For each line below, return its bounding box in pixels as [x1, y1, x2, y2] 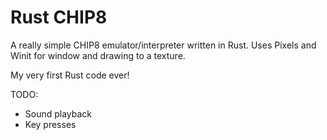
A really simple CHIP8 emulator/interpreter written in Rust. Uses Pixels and [10, 39, 317, 51]
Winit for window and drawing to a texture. [10, 49, 186, 61]
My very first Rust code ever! [10, 69, 130, 81]
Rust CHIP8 [10, 6, 108, 29]
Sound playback [24, 107, 93, 120]
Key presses [24, 118, 77, 130]
